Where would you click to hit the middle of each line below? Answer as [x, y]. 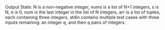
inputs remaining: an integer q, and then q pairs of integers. [65, 22]
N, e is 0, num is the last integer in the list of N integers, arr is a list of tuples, [83, 12]
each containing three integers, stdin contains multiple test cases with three [82, 17]
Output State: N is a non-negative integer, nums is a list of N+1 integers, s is [82, 7]
